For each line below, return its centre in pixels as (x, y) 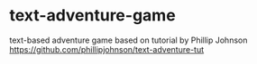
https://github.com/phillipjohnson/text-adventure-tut (107, 49)
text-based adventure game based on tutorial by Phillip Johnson (128, 40)
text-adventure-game (92, 16)
